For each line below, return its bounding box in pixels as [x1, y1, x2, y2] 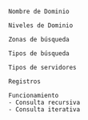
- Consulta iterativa [8, 106, 81, 114]
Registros [8, 78, 42, 86]
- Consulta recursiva [8, 98, 81, 106]
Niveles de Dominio [8, 22, 74, 30]
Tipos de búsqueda [8, 50, 70, 58]
